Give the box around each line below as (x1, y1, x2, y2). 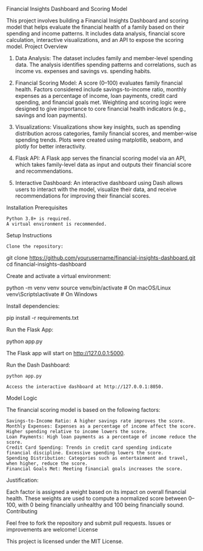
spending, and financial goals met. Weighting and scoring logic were (15, 99, 187, 106)
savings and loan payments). (15, 112, 87, 119)
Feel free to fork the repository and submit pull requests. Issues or (6, 519, 171, 527)
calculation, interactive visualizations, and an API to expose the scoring (6, 36, 184, 43)
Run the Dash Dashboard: (6, 361, 71, 369)
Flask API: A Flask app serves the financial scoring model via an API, (15, 154, 186, 162)
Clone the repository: (6, 243, 64, 249)
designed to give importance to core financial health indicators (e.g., (15, 105, 186, 112)
